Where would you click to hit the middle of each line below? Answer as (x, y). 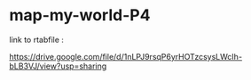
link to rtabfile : (37, 40)
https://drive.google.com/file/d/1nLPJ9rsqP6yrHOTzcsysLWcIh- (125, 56)
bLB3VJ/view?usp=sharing (58, 66)
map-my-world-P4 (80, 15)
